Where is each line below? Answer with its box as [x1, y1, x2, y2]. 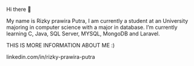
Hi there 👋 [6, 6, 32, 13]
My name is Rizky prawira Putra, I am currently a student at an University [6, 17, 189, 24]
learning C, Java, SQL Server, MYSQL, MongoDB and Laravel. [6, 30, 161, 37]
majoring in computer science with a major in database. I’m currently [6, 24, 178, 31]
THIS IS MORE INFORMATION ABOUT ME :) [6, 42, 115, 49]
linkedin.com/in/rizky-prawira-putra [6, 53, 95, 60]
